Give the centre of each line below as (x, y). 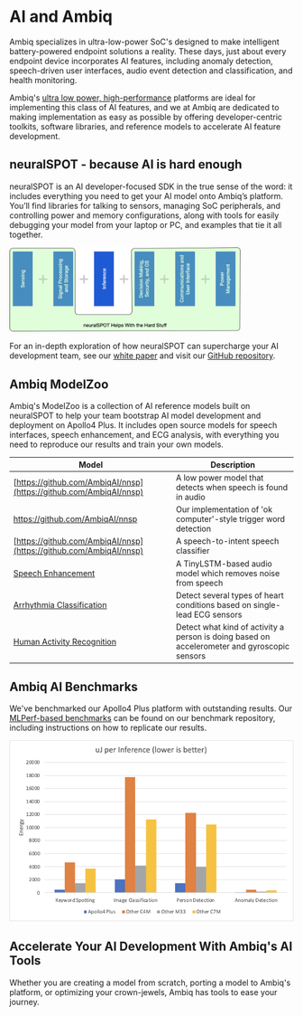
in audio (190, 497)
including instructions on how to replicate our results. (108, 728)
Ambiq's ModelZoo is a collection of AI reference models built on (130, 406)
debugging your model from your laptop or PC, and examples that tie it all (146, 224)
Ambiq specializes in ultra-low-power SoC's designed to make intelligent (144, 42)
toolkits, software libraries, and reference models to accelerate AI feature (145, 126)
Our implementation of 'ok (224, 509)
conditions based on (214, 604)
